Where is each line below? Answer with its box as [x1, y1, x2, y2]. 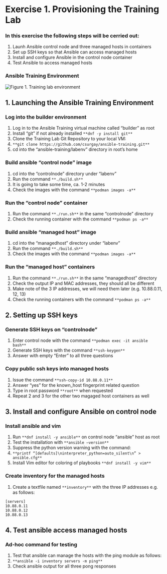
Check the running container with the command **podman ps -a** [12, 216, 149, 222]
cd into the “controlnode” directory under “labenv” [12, 170, 117, 177]
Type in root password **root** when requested [12, 387, 113, 393]
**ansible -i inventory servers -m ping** [12, 559, 103, 564]
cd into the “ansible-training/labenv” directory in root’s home [12, 146, 138, 152]
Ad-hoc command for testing [5, 541, 78, 548]
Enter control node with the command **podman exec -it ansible [12, 337, 148, 343]
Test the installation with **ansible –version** [12, 439, 109, 445]
